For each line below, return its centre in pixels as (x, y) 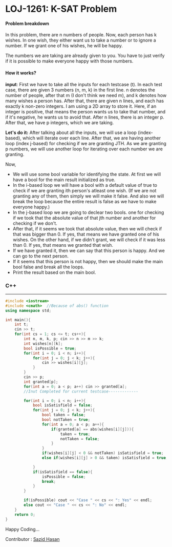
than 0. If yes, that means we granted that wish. (63, 245)
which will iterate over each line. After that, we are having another (92, 138)
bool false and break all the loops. (48, 267)
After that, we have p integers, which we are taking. (60, 122)
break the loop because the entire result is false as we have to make (84, 201)
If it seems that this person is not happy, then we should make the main (88, 261)
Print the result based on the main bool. (54, 272)
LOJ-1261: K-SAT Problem (61, 9)
